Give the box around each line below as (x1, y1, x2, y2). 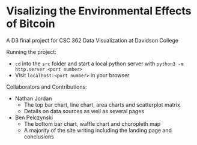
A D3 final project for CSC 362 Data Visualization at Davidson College (6, 37, 179, 44)
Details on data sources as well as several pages (23, 107, 145, 114)
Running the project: (6, 48, 57, 55)
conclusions (23, 133, 54, 140)
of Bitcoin (6, 17, 55, 31)
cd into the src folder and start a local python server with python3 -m (14, 60, 184, 67)
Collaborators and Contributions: (6, 83, 87, 90)
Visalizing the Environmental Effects (6, 4, 192, 18)
